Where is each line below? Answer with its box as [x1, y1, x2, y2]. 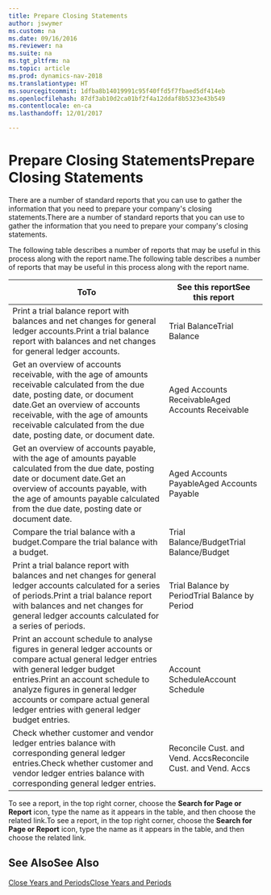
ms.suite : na [8, 49, 52, 57]
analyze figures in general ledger [12, 683, 137, 695]
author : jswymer [8, 19, 63, 27]
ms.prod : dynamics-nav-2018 [8, 72, 103, 80]
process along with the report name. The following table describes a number [8, 254, 261, 263]
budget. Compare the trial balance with [12, 536, 158, 548]
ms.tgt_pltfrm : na [8, 57, 70, 65]
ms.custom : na [8, 27, 56, 35]
